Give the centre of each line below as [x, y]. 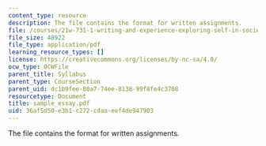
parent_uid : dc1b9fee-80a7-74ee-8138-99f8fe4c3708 [93, 89]
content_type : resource [47, 15]
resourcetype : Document [47, 96]
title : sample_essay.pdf [49, 103]
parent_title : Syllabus [47, 74]
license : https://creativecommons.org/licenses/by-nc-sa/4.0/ [113, 60]
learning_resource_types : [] [56, 52]
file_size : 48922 [37, 37]
